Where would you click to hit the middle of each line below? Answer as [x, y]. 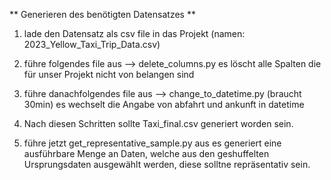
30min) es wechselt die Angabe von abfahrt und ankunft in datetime [164, 104]
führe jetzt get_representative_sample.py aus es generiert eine [152, 143]
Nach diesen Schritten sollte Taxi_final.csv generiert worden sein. [158, 123]
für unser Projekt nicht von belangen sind [109, 74]
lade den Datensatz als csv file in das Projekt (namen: [134, 33]
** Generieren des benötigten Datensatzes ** [102, 14]
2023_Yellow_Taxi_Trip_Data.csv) [92, 44]
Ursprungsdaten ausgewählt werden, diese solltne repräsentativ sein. [167, 164]
